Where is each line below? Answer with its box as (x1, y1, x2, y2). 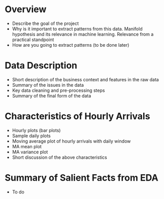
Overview (5, 4, 47, 15)
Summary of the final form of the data (12, 92, 91, 98)
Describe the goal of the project (12, 20, 79, 26)
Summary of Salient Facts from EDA (5, 172, 158, 183)
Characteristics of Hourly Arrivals (5, 111, 150, 122)
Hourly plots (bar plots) (12, 127, 61, 133)
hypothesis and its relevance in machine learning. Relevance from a (12, 31, 154, 37)
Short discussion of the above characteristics (12, 154, 108, 160)
